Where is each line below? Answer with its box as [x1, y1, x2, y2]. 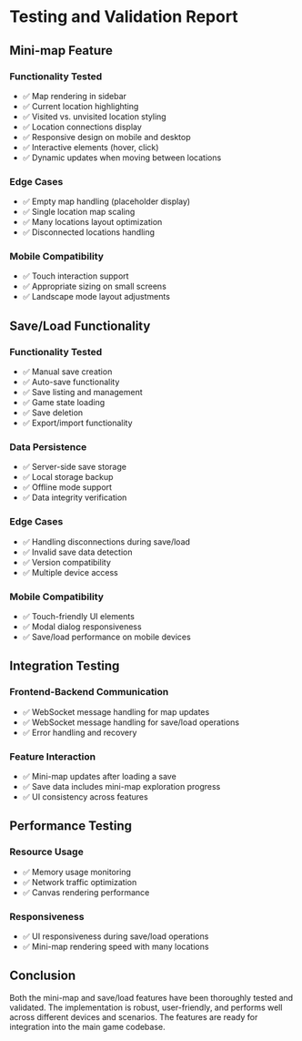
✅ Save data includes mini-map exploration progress [22, 781, 221, 792]
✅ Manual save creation [22, 366, 113, 377]
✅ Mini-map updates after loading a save [22, 771, 177, 782]
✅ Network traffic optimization [22, 876, 137, 887]
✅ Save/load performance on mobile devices [22, 631, 191, 643]
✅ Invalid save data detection [22, 546, 133, 557]
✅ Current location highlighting [22, 100, 139, 111]
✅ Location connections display [22, 121, 143, 132]
